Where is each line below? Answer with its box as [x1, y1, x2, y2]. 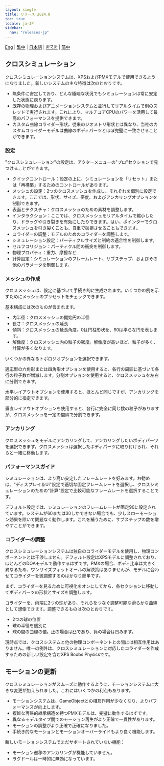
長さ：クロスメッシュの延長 [12, 321, 69, 327]
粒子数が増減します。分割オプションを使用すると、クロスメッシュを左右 [13, 372, 159, 378]
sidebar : [5, 26, 23, 31]
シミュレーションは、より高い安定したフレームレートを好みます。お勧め [5, 475, 150, 481]
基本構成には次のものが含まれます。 [5, 304, 78, 310]
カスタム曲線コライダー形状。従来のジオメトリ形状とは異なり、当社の [12, 121, 154, 127]
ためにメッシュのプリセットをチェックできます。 [9, 294, 108, 300]
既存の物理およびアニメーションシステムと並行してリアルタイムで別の [12, 103, 153, 109]
